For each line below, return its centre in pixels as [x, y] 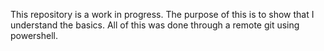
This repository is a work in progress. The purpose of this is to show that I [162, 14]
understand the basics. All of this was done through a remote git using [155, 25]
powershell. [34, 35]
